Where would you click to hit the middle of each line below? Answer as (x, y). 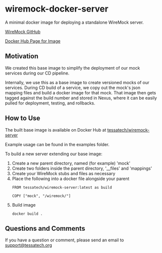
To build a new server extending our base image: (54, 154)
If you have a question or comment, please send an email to (65, 240)
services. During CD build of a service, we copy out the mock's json (73, 88)
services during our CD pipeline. (37, 73)
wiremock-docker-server (57, 9)
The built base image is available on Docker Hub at (56, 130)
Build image (24, 205)
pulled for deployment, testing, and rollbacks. (50, 103)
